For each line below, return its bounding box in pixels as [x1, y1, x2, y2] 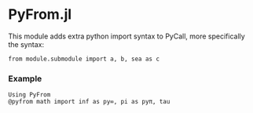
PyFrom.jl [8, 5, 72, 24]
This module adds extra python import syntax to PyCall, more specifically [8, 31, 245, 41]
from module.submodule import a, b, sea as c [8, 55, 159, 63]
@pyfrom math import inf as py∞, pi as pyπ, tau [8, 98, 170, 106]
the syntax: [8, 39, 45, 49]
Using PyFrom [8, 91, 51, 99]
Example [8, 73, 42, 84]
